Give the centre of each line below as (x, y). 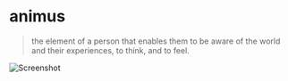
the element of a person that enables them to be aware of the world (156, 41)
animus (37, 16)
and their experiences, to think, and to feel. (110, 50)
